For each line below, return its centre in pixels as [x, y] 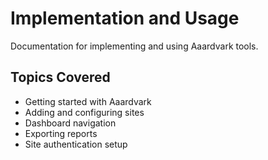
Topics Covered [60, 77]
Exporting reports [61, 133]
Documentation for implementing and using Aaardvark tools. [134, 46]
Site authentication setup [76, 144]
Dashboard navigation [70, 123]
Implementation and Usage [125, 18]
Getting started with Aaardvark [88, 101]
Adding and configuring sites [84, 112]
